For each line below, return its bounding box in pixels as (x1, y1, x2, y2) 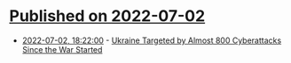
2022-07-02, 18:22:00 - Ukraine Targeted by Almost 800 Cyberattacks (21, 35, 282, 45)
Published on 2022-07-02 (9, 6, 206, 26)
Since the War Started (21, 44, 103, 54)
